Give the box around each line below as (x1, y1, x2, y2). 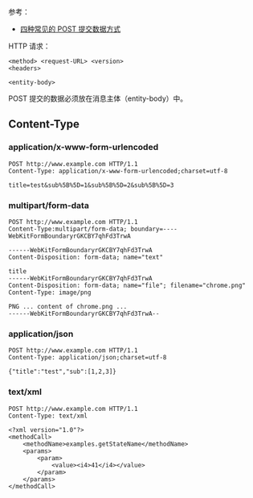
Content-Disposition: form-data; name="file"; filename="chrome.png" (8, 281, 247, 289)
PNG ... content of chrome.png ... (8, 302, 128, 310)
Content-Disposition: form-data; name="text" (8, 253, 163, 261)
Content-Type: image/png (8, 288, 92, 297)
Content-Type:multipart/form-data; (8, 225, 128, 233)
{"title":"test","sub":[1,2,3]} (8, 367, 116, 376)
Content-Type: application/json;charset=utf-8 (8, 354, 167, 362)
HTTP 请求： (8, 41, 51, 51)
